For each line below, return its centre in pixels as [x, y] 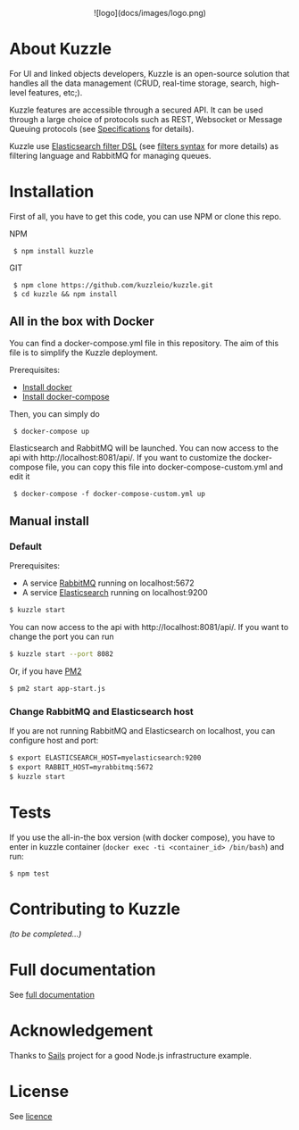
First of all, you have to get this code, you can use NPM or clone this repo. [145, 216]
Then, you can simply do [54, 413]
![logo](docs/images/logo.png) [150, 13]
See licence [31, 1116]
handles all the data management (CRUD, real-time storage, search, [134, 83]
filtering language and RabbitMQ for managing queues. [110, 155]
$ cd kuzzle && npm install [65, 294]
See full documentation [52, 994]
